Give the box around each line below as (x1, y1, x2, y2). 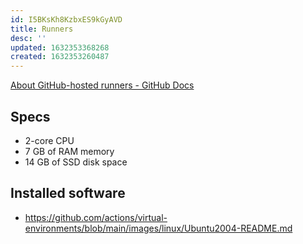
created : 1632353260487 (10, 52, 110, 62)
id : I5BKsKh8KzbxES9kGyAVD (10, 14, 123, 25)
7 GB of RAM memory (24, 145, 115, 157)
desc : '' (10, 33, 47, 43)
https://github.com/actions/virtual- (24, 211, 168, 223)
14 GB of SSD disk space (24, 156, 128, 168)
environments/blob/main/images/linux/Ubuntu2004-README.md (24, 222, 293, 234)
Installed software (10, 185, 126, 202)
